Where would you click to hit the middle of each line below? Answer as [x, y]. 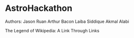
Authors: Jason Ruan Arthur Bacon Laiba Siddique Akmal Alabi [67, 21]
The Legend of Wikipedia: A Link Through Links [52, 30]
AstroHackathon [39, 8]
